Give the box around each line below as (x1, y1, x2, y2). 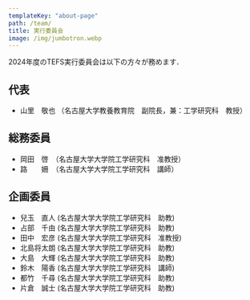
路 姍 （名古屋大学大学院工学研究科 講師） (19, 164, 179, 173)
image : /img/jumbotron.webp (8, 34, 103, 43)
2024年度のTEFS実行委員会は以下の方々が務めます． (8, 57, 183, 67)
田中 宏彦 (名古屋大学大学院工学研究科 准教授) (19, 233, 182, 242)
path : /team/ (8, 19, 52, 27)
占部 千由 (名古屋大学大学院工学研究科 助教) (19, 222, 175, 233)
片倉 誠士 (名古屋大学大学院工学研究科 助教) (19, 282, 175, 293)
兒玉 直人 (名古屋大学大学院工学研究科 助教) (19, 213, 175, 222)
